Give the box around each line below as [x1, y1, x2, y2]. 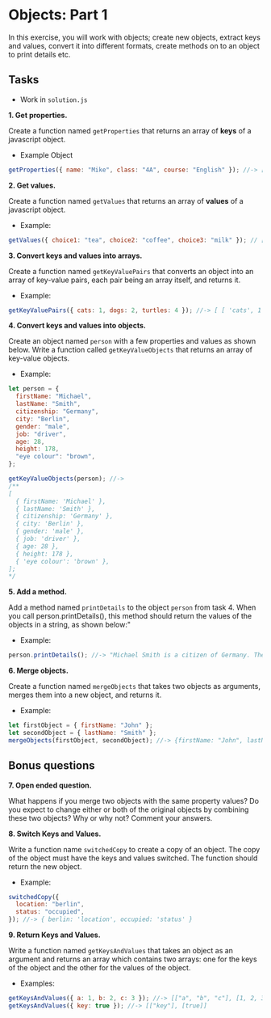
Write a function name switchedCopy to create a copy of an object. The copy [8, 844, 261, 854]
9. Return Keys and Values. [8, 930, 101, 940]
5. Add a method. [8, 587, 67, 597]
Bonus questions [8, 758, 95, 773]
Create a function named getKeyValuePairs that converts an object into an [8, 266, 254, 276]
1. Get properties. [8, 110, 68, 120]
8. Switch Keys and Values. [8, 829, 102, 838]
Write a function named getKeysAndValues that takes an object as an [8, 946, 234, 956]
